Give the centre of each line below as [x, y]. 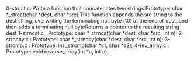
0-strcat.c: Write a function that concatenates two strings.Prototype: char [94, 8]
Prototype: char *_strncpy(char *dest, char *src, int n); [98, 39]
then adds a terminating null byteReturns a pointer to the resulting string [93, 27]
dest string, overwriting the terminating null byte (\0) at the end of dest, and [97, 21]
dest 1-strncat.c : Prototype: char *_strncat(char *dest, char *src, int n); [92, 33]
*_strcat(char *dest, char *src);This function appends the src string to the [94, 15]
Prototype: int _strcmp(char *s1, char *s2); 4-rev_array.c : [100, 45]
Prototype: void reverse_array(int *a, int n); [58, 51]
